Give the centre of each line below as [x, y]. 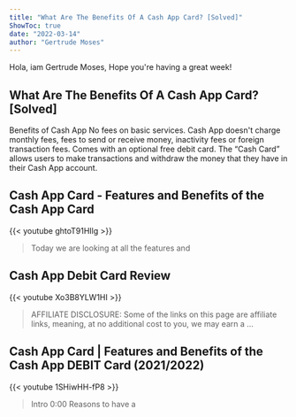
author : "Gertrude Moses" [57, 42]
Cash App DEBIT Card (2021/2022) [107, 365]
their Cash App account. [53, 168]
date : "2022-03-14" [45, 34]
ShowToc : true [35, 26]
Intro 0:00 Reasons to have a [83, 404]
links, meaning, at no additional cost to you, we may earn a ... [142, 323]
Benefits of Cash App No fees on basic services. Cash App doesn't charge [145, 130]
